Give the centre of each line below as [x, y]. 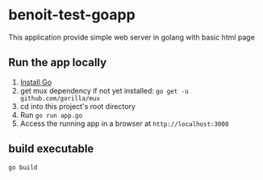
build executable [51, 149]
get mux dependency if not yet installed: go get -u [104, 90]
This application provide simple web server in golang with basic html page [132, 37]
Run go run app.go [51, 115]
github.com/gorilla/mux [60, 98]
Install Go [36, 82]
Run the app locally [58, 63]
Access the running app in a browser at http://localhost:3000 [124, 123]
